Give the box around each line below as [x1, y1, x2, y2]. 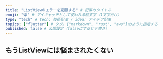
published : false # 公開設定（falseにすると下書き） [5, 26, 109, 31]
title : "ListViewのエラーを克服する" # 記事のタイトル [5, 7, 112, 13]
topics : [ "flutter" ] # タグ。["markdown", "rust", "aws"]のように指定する [5, 21, 158, 27]
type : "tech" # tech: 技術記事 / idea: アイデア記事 [5, 17, 112, 22]
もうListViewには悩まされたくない [5, 46, 113, 54]
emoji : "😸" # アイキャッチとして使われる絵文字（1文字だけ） [5, 12, 122, 17]
